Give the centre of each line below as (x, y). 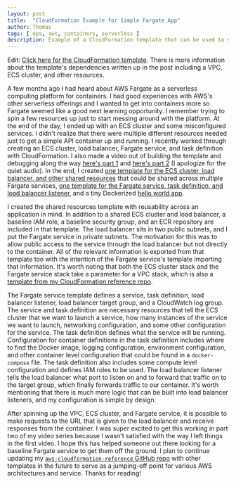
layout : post (26, 14)
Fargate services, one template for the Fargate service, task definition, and (115, 186)
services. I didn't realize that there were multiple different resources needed (117, 134)
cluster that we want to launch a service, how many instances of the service (117, 318)
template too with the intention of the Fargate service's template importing (115, 259)
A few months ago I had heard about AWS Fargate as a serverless (103, 89)
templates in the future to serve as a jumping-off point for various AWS (110, 466)
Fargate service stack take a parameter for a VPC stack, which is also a (110, 274)
